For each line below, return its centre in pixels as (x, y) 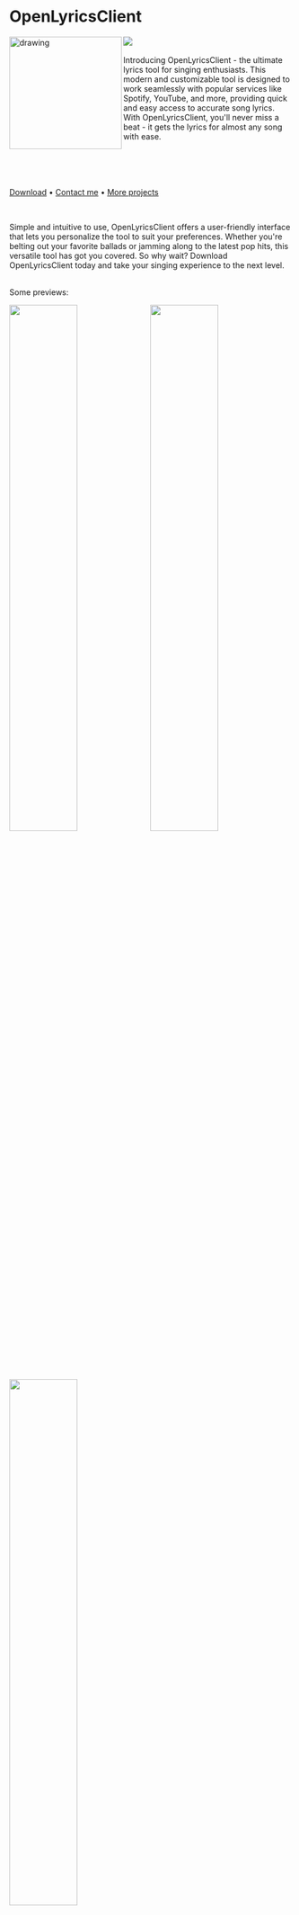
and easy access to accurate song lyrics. (199, 107)
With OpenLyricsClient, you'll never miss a (202, 117)
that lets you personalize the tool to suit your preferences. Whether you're (146, 237)
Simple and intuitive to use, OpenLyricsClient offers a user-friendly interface (150, 227)
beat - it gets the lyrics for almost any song (203, 127)
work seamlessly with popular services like (203, 88)
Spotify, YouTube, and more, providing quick (205, 98)
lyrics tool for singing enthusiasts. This (195, 69)
